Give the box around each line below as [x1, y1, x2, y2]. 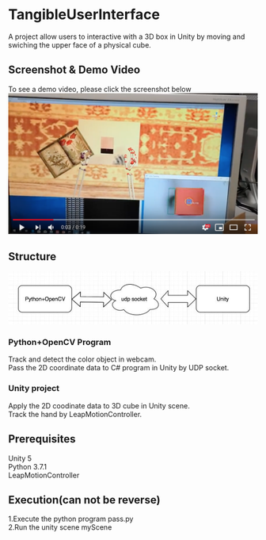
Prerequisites [8, 432, 76, 446]
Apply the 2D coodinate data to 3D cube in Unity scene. [8, 400, 190, 410]
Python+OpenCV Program [8, 337, 112, 348]
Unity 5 [8, 454, 32, 463]
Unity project [8, 383, 60, 394]
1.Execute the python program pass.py [8, 514, 134, 524]
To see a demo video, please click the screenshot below [8, 84, 192, 94]
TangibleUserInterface [8, 6, 161, 24]
